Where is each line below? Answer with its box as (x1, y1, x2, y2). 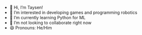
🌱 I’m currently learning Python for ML (9, 15, 86, 20)
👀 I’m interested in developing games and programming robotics (9, 10, 138, 15)
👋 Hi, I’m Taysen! (9, 5, 43, 10)
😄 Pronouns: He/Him (9, 25, 52, 31)
